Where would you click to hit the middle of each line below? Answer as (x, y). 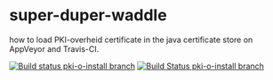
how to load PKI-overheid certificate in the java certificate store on (131, 40)
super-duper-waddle (88, 15)
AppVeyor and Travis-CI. (54, 48)
